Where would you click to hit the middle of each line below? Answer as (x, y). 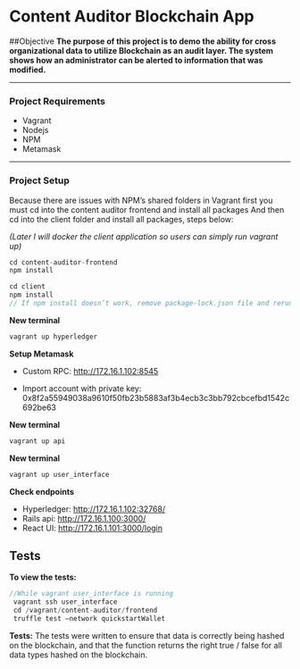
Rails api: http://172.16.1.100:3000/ (84, 518)
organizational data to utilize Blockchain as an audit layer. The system (142, 50)
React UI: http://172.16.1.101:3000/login (92, 528)
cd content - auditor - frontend (63, 262)
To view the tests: (43, 577)
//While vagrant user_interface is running (92, 594)
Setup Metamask (42, 354)
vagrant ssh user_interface (65, 602)
